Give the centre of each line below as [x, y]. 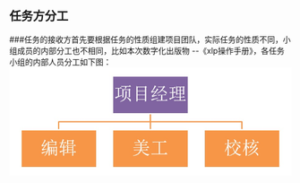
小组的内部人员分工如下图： [60, 62]
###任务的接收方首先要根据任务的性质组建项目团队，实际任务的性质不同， [146, 39]
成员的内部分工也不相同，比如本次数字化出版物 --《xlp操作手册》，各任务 [150, 50]
